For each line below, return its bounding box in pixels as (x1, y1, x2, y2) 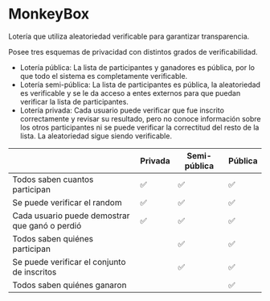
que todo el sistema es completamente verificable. (19, 71, 188, 80)
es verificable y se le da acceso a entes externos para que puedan (19, 88, 241, 97)
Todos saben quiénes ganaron (12, 279, 127, 291)
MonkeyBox (8, 5, 90, 23)
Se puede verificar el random (12, 196, 122, 208)
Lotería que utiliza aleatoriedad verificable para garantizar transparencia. (8, 31, 250, 41)
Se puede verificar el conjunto (12, 256, 126, 267)
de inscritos (12, 266, 57, 278)
